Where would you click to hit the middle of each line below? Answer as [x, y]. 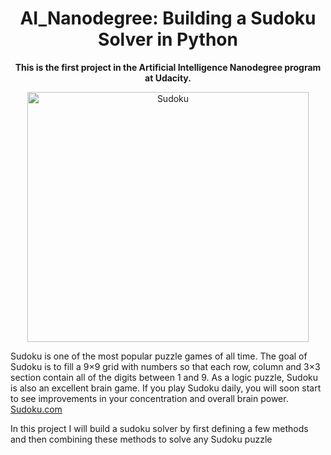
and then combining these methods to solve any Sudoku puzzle [141, 439]
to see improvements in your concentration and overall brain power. [149, 398]
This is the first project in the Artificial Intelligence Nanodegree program [168, 67]
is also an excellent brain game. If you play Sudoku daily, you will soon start [166, 388]
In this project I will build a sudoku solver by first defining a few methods [159, 428]
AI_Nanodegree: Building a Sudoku [168, 18]
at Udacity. [168, 78]
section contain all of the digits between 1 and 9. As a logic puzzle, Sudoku [164, 377]
